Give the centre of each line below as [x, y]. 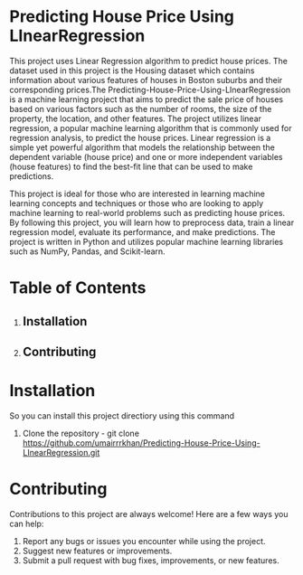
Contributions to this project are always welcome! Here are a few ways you [149, 514]
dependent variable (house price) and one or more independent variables [146, 156]
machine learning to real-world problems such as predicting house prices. [147, 212]
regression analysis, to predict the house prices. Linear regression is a [140, 137]
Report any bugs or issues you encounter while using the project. [144, 541]
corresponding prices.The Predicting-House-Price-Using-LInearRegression [150, 90]
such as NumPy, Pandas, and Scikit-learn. [87, 251]
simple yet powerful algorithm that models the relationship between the [142, 147]
